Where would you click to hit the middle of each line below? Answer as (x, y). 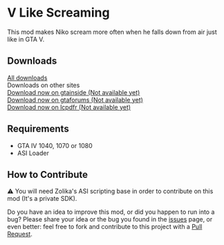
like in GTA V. (26, 39)
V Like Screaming (58, 13)
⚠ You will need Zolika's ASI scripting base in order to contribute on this (110, 191)
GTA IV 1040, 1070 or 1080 (55, 145)
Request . (20, 234)
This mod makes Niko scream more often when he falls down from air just (112, 32)
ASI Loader (33, 153)
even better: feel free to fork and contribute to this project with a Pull (105, 227)
